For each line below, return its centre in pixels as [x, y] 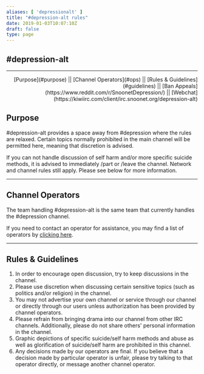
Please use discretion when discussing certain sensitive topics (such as [105, 287]
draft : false [23, 29]
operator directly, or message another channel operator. [85, 364]
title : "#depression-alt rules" [47, 18]
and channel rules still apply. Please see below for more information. [92, 170]
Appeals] [186, 86]
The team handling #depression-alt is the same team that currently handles [100, 210]
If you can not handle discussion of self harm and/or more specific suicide [99, 157]
